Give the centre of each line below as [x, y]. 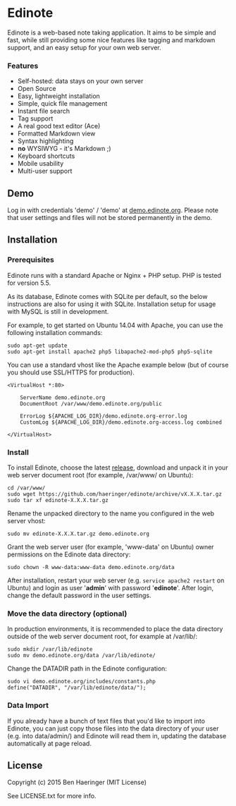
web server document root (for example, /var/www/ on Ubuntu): [100, 475]
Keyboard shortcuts [46, 156]
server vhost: [26, 521]
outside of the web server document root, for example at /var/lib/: [103, 637]
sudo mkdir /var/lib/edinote [50, 649]
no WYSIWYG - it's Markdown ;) [64, 149]
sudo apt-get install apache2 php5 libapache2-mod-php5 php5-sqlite [110, 352]
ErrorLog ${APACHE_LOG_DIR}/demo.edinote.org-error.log [104, 416]
